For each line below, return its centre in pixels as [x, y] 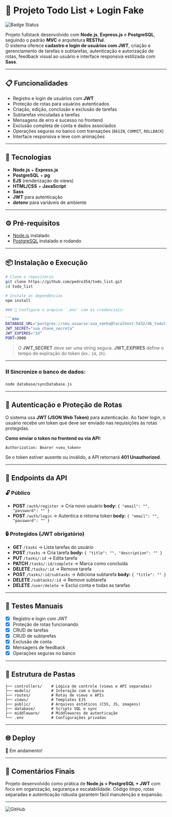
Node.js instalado [31, 236]
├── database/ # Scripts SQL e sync [51, 709]
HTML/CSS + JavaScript [39, 186]
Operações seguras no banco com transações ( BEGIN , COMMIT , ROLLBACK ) [88, 131]
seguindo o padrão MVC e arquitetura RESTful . [55, 40]
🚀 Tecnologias [28, 158]
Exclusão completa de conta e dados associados [64, 126]
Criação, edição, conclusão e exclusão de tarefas [65, 109]
